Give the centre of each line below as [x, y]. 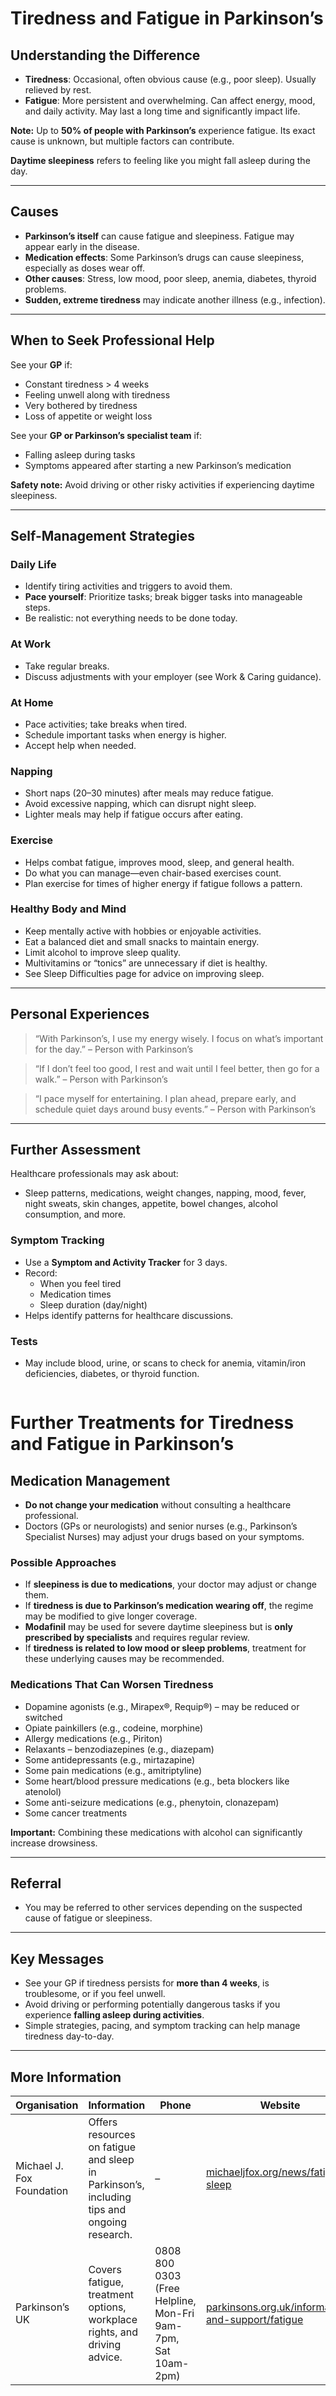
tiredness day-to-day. [69, 2036]
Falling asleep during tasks [80, 454]
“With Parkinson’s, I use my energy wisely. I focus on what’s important [179, 1038]
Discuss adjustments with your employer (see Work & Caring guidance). [173, 676]
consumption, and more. [75, 1214]
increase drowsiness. [54, 1843]
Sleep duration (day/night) [93, 1304]
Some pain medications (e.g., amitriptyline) [113, 1770]
